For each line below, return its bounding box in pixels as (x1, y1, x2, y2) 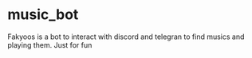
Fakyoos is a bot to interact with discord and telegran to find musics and (7, 32, 245, 41)
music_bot (7, 6, 79, 24)
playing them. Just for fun (7, 40, 93, 49)
